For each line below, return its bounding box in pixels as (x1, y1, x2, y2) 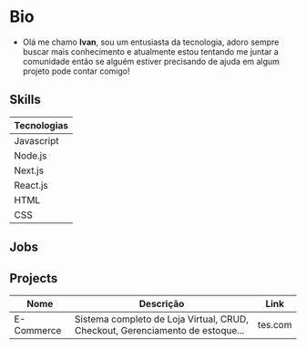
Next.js (14, 164, 44, 177)
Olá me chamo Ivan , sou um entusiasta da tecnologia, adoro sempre (22, 36, 280, 47)
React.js (14, 179, 48, 191)
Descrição (138, 297, 185, 310)
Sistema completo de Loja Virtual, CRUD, (74, 313, 249, 325)
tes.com (258, 318, 292, 331)
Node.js (14, 149, 47, 161)
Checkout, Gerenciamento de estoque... (74, 323, 245, 336)
